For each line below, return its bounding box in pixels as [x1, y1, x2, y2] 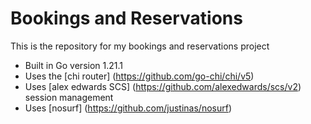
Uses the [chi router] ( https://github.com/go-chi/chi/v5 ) [24, 70, 255, 82]
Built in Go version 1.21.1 [24, 59, 124, 71]
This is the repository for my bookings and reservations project [10, 40, 270, 52]
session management [24, 91, 114, 103]
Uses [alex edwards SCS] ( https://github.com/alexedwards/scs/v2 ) [24, 80, 302, 92]
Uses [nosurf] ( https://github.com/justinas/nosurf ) [24, 102, 233, 114]
